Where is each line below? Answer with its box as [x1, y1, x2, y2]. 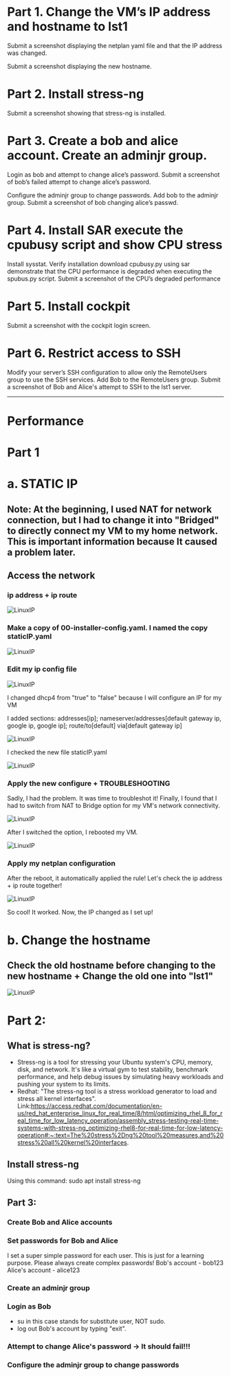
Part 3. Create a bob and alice [7, 133, 179, 149]
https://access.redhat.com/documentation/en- [30, 1102, 163, 1111]
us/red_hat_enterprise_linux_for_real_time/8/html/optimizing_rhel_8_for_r [16, 1109, 223, 1117]
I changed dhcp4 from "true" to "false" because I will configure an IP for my [7, 693, 222, 701]
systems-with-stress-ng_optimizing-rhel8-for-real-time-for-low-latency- [16, 1124, 223, 1132]
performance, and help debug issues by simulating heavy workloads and [16, 1073, 223, 1081]
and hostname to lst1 [7, 19, 129, 34]
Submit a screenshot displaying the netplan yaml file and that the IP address [7, 41, 223, 50]
